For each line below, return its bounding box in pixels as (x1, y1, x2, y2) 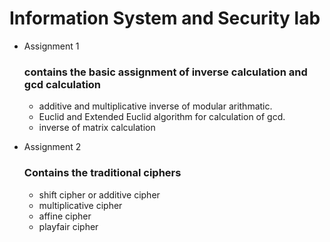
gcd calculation (23, 77, 102, 91)
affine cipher (38, 210, 92, 222)
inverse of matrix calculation (38, 122, 156, 134)
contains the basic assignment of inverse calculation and (23, 65, 308, 79)
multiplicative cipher (38, 199, 123, 211)
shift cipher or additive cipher (38, 188, 161, 201)
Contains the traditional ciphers (23, 166, 182, 180)
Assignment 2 (23, 141, 82, 153)
